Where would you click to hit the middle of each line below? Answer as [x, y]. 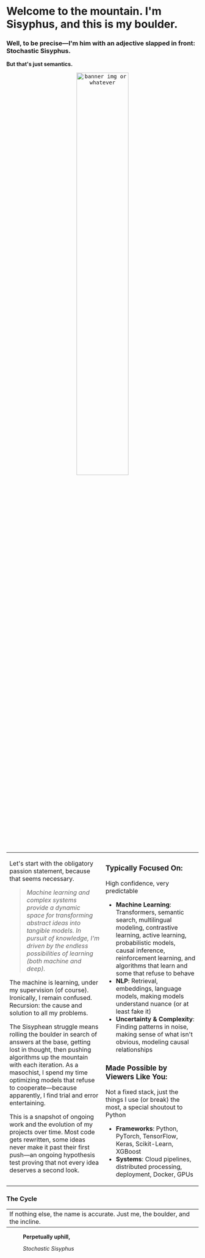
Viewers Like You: [137, 1077]
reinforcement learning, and [156, 958]
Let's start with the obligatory [51, 864]
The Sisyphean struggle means [54, 1027]
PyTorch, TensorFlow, [147, 1137]
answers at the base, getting [50, 1042]
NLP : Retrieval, [137, 981]
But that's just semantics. [40, 64]
